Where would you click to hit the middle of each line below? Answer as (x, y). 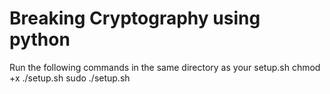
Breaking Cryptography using (135, 18)
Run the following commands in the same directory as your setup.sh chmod (165, 67)
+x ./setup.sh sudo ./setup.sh (70, 78)
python (40, 39)
